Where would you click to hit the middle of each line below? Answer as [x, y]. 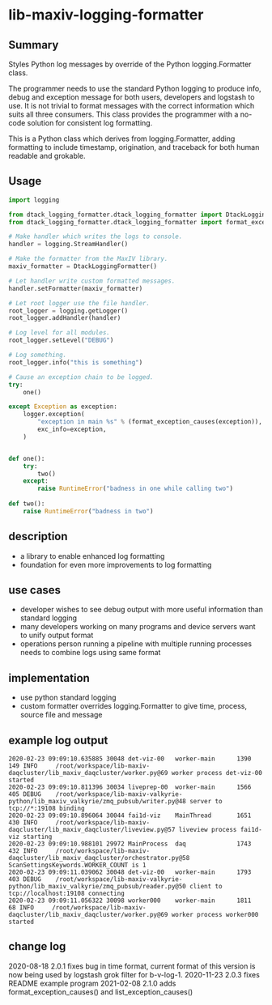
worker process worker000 [215, 915]
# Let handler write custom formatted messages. [92, 281]
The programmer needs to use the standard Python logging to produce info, [135, 88]
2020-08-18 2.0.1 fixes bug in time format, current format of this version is [132, 966]
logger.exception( [54, 415]
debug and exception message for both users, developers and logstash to [132, 97]
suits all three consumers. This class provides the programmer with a [123, 114]
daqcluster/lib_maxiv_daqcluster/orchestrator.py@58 [99, 858]
